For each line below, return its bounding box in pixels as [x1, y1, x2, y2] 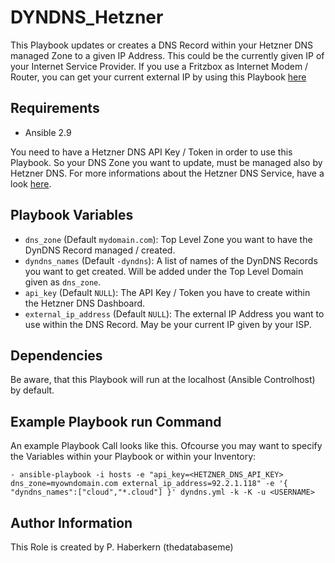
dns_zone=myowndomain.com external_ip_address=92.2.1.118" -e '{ [10, 479, 288, 489]
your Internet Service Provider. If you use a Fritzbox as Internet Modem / [10, 60, 309, 72]
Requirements [10, 100, 100, 117]
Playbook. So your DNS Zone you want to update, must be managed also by [10, 156, 323, 168]
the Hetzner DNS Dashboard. [24, 297, 146, 309]
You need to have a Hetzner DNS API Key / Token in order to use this [10, 146, 293, 158]
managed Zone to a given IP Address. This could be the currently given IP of [10, 49, 325, 61]
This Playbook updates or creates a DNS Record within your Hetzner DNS [10, 39, 314, 51]
